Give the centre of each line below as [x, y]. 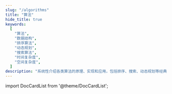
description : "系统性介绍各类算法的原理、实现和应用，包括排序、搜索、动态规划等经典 [86, 72]
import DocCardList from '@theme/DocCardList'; [57, 86]
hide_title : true [24, 19]
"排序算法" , [26, 43]
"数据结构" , [26, 39]
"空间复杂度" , [28, 62]
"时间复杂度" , [28, 57]
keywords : [16, 24]
